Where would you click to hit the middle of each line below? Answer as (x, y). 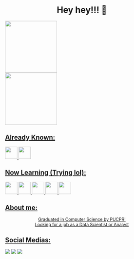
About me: (21, 207)
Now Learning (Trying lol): (46, 173)
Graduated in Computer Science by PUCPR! (82, 219)
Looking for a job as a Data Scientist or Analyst (82, 225)
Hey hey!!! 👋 (82, 10)
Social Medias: (28, 240)
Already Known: (30, 138)
